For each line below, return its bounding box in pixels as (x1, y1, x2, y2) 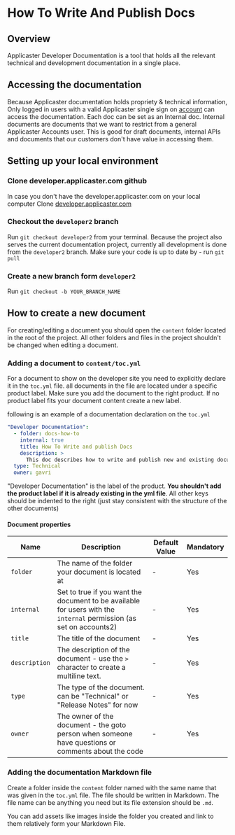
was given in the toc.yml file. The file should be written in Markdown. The (7, 791, 220, 799)
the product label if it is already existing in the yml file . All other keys (7, 489, 208, 498)
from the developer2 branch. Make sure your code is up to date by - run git (7, 247, 225, 256)
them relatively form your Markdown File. (7, 819, 126, 827)
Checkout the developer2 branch (7, 217, 119, 227)
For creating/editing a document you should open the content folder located (7, 325, 226, 334)
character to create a (57, 663, 126, 673)
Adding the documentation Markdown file (7, 768, 152, 778)
